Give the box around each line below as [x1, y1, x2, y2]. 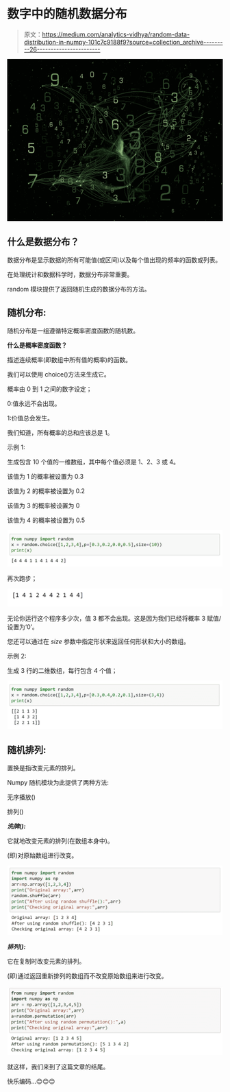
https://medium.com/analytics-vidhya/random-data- [42, 30, 190, 38]
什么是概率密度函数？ [7, 341, 67, 349]
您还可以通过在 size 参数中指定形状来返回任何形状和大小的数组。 [7, 637, 190, 645]
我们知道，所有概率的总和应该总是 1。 [7, 428, 114, 436]
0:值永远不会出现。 [7, 399, 61, 407]
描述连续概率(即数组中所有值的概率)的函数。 [7, 355, 132, 364]
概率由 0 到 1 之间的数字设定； [7, 385, 92, 393]
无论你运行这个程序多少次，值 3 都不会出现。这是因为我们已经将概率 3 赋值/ [7, 614, 222, 622]
